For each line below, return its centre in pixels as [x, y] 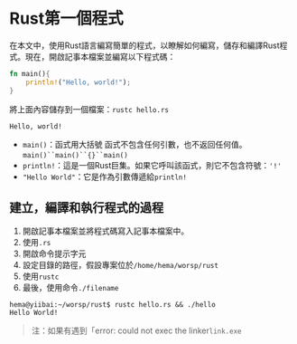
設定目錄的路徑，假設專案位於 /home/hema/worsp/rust [121, 265]
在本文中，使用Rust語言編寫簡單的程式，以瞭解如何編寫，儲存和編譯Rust [144, 45]
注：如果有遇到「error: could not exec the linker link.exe [136, 330]
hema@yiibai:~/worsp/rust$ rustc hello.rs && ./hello [113, 305]
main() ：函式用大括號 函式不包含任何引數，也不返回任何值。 [135, 144]
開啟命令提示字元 [54, 253]
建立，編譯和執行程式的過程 [87, 208]
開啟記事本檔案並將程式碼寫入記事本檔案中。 [106, 231]
